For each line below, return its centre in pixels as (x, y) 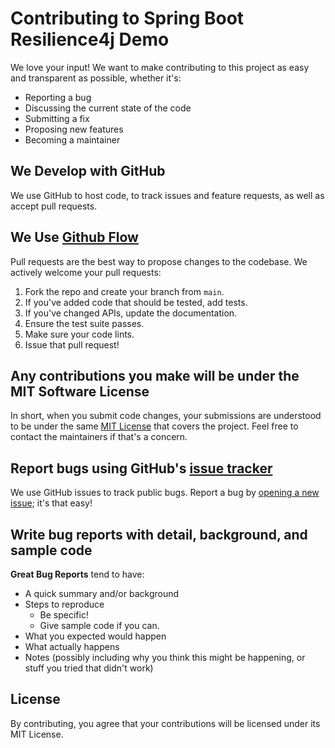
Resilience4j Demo (90, 39)
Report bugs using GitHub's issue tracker (141, 468)
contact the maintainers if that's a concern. (99, 437)
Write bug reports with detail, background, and (159, 534)
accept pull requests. (54, 206)
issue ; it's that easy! (51, 503)
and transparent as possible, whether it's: (96, 78)
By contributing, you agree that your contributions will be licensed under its (165, 723)
